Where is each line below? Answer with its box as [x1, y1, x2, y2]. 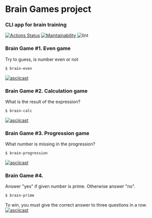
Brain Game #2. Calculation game [5, 87, 88, 94]
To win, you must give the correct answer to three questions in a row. [5, 202, 147, 208]
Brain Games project [5, 3, 91, 15]
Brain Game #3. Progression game [5, 129, 90, 136]
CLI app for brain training [5, 21, 67, 28]
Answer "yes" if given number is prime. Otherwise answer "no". [5, 183, 136, 190]
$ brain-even [5, 66, 32, 71]
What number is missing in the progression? [5, 141, 96, 147]
